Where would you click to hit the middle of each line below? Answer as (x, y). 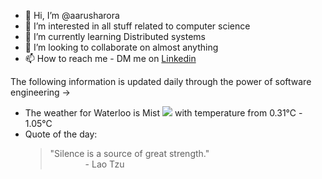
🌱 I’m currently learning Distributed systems (115, 36)
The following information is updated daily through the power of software (161, 81)
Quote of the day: (61, 134)
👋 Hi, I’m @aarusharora (72, 15)
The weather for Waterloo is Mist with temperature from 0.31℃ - (163, 113)
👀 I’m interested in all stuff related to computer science (137, 26)
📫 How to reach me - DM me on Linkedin (110, 58)
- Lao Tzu (104, 164)
